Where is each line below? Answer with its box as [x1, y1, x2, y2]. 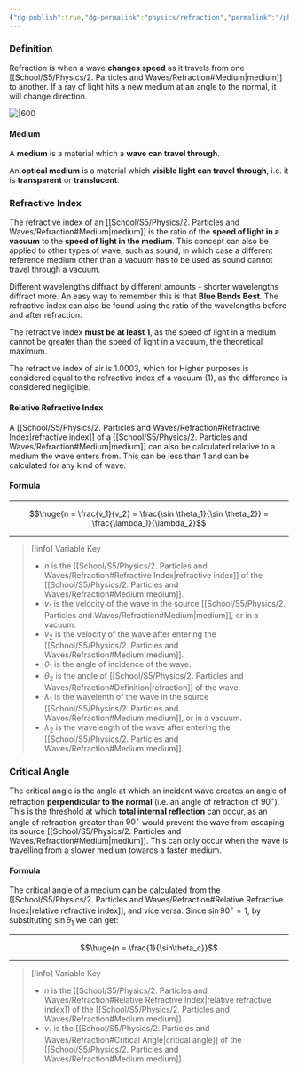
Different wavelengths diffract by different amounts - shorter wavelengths [9, 282, 279, 292]
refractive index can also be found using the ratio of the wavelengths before [9, 300, 287, 311]
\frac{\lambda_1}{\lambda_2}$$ [91, 517, 207, 529]
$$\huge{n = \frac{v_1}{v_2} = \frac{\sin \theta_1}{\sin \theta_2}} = [29, 508, 269, 519]
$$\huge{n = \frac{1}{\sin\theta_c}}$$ [79, 942, 219, 953]
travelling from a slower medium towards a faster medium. [9, 845, 222, 855]
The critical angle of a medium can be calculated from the [9, 885, 221, 895]
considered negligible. [9, 382, 90, 393]
